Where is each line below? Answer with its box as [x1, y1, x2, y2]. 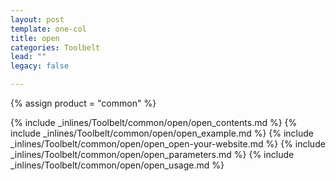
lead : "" [10, 52, 47, 62]
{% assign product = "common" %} [10, 97, 157, 109]
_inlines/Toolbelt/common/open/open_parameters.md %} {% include [10, 149, 295, 160]
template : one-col [10, 24, 87, 34]
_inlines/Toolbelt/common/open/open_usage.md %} [10, 159, 225, 171]
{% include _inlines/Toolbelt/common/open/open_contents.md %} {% [10, 117, 298, 128]
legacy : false [10, 61, 70, 71]
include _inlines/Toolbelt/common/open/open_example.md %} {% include [10, 127, 315, 139]
